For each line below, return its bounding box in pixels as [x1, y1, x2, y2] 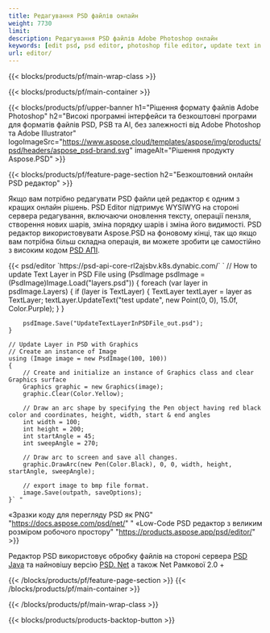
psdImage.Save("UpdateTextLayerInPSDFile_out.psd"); [23, 319, 204, 327]
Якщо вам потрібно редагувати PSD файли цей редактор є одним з [8, 194, 240, 203]
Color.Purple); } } [8, 304, 64, 313]
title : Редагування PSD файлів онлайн [8, 11, 139, 20]
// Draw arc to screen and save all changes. [23, 453, 179, 461]
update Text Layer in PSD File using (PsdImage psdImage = [8, 269, 206, 279]
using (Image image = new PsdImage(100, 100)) [8, 355, 168, 363]
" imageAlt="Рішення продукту [129, 146, 235, 155]
